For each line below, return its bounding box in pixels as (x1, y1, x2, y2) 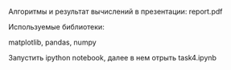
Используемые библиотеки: (8, 22, 105, 31)
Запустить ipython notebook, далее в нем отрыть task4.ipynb (8, 53, 217, 62)
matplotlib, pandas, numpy (8, 37, 97, 47)
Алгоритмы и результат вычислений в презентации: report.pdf (8, 7, 223, 16)
